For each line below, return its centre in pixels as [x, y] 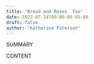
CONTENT [19, 56]
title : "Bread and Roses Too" [45, 11]
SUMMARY [20, 45]
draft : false [22, 22]
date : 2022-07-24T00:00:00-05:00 [47, 17]
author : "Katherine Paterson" [43, 28]
